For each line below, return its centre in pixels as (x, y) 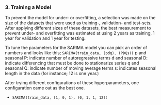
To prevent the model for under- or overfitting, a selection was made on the (80, 18)
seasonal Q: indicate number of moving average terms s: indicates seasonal (81, 68)
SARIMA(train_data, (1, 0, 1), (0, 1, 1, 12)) (60, 98)
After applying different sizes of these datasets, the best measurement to (78, 28)
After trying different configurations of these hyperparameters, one (72, 83)
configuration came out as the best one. (45, 88)
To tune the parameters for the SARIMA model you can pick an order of (76, 48)
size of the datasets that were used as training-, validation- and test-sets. (78, 23)
